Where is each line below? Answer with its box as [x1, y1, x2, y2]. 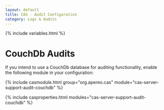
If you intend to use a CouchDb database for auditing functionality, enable [5, 64, 157, 70]
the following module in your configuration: [5, 69, 94, 75]
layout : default [5, 7, 39, 12]
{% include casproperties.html [5, 94, 68, 100]
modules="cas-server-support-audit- [68, 94, 146, 100]
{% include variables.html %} [5, 30, 65, 36]
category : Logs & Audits [5, 16, 57, 21]
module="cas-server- [114, 79, 159, 85]
